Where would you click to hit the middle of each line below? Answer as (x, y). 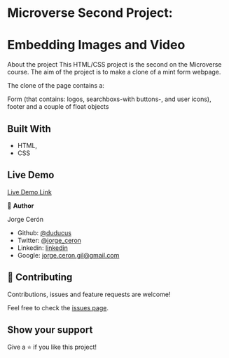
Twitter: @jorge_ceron (49, 240)
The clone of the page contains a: (56, 86)
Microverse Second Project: (90, 13)
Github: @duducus (44, 232)
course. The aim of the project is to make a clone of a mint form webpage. (114, 72)
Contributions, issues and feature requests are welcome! (89, 294)
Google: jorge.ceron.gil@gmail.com (68, 255)
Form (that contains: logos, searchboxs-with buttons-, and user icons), (109, 99)
